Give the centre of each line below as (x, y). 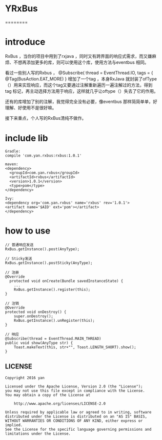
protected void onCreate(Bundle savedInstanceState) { (66, 281)
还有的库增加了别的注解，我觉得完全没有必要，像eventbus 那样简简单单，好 (81, 102)
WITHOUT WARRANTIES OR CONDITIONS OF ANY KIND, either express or (74, 421)
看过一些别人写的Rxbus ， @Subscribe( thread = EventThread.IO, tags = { (79, 73)
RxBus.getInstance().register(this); (52, 289)
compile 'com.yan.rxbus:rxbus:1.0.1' (43, 155)
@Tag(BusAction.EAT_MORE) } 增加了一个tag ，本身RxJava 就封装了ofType (81, 78)
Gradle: (13, 151)
